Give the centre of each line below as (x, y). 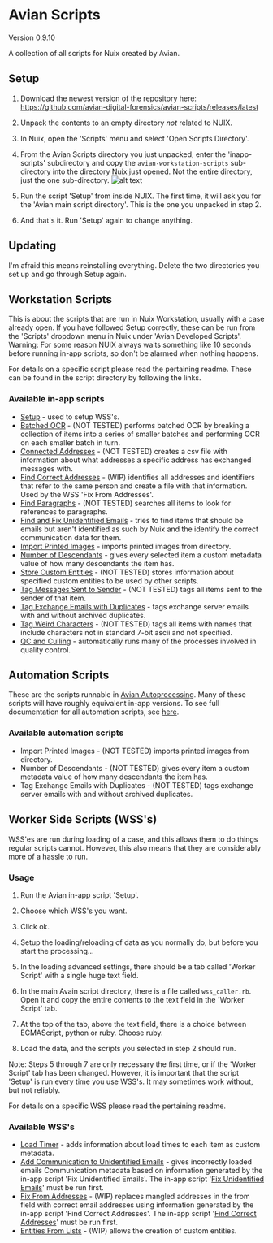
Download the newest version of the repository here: (108, 98)
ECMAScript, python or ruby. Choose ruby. (92, 1033)
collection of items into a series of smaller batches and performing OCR (140, 434)
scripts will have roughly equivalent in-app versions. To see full (114, 704)
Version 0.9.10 (32, 37)
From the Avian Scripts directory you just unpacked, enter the (123, 154)
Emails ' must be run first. (62, 1188)
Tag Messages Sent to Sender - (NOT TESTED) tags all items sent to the (141, 589)
